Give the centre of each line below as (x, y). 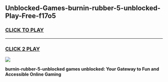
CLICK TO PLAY (24, 30)
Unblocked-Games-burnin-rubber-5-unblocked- (83, 8)
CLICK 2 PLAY (22, 49)
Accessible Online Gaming (33, 74)
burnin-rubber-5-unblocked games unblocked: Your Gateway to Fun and (82, 69)
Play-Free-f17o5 (31, 16)
